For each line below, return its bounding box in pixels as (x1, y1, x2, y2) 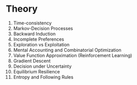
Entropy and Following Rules (13, 74, 74, 80)
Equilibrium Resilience (13, 68, 61, 74)
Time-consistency (13, 20, 52, 26)
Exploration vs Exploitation (13, 41, 70, 47)
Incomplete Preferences (13, 36, 65, 42)
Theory (6, 3, 38, 15)
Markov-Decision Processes (13, 25, 73, 31)
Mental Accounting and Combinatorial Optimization (13, 47, 122, 53)
